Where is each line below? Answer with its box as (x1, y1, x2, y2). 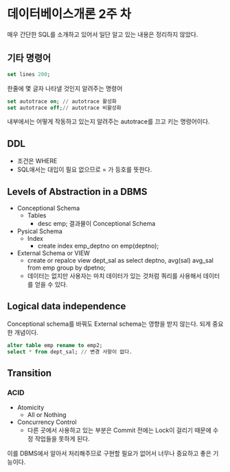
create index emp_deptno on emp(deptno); (37, 241, 159, 250)
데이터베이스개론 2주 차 (7, 6, 132, 22)
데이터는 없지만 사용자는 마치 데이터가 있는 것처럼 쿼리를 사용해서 (27, 272, 202, 280)
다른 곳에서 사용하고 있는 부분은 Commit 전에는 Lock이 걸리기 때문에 (27, 426, 211, 434)
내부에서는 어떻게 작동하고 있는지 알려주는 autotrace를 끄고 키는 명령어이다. (7, 117, 210, 126)
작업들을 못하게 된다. (34, 435, 91, 443)
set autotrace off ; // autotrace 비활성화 (7, 104, 122, 111)
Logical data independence (7, 300, 126, 312)
